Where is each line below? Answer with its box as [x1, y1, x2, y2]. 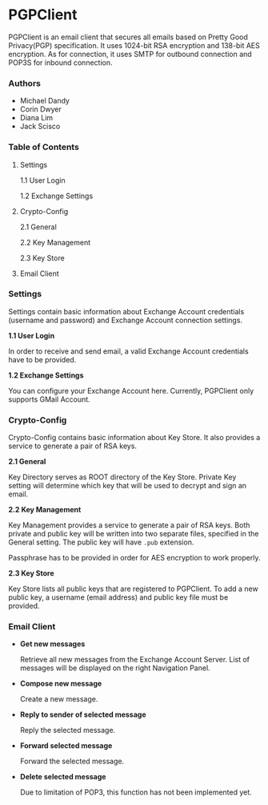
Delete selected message [19, 772, 106, 782]
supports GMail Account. [8, 394, 90, 404]
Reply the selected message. [19, 726, 116, 735]
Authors [8, 78, 42, 89]
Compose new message [19, 679, 102, 689]
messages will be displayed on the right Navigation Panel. [19, 663, 210, 673]
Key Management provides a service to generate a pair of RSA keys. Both [8, 520, 250, 530]
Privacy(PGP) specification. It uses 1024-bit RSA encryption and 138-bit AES [8, 40, 260, 50]
